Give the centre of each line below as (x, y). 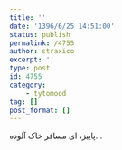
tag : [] (24, 102)
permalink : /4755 (42, 43)
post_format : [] (40, 110)
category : (28, 85)
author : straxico (42, 52)
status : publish (40, 34)
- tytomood (46, 93)
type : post (30, 69)
